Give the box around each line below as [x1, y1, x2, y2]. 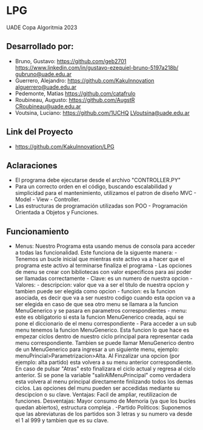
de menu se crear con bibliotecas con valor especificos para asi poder [15, 268, 191, 276]
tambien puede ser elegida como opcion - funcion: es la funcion [15, 288, 176, 295]
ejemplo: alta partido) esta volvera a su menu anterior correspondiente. [15, 359, 193, 366]
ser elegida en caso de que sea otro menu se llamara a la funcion [15, 301, 179, 308]
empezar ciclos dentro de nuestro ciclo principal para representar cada [15, 333, 193, 340]
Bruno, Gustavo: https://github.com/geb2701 [15, 57, 127, 64]
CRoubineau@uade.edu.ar [15, 103, 81, 110]
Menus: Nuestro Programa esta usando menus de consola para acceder [15, 242, 195, 250]
